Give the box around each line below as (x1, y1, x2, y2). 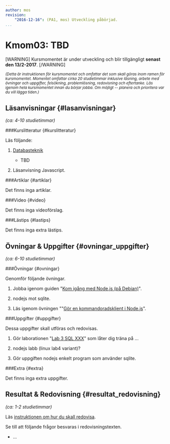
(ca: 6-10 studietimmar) (5, 255, 55, 261)
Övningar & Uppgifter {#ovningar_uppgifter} (5, 242, 150, 251)
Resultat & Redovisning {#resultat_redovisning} (5, 390, 161, 399)
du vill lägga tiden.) (5, 90, 39, 95)
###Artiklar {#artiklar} (5, 177, 52, 183)
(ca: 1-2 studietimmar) (5, 403, 52, 410)
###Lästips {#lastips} (5, 217, 51, 223)
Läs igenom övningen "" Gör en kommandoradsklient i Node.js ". (12, 305, 146, 311)
